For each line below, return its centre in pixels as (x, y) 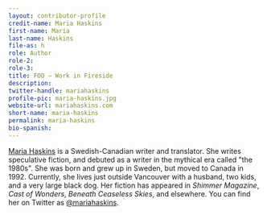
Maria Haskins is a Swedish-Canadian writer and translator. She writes (125, 151)
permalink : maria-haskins (51, 121)
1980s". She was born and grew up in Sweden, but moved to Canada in (126, 168)
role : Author (30, 53)
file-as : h (27, 46)
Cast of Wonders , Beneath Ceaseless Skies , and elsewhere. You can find (129, 193)
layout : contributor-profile (57, 16)
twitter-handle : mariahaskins (59, 91)
